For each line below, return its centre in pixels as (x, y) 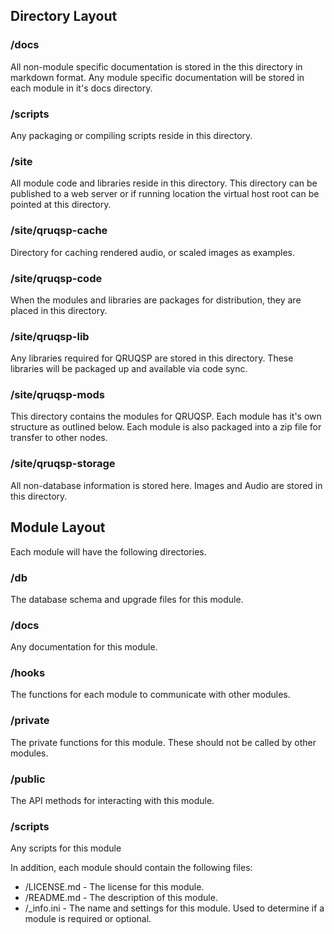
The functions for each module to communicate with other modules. (150, 695)
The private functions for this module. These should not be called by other (163, 742)
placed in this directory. (59, 310)
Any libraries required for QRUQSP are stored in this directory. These (152, 358)
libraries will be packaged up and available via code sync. (129, 369)
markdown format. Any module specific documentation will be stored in (157, 77)
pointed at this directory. (61, 205)
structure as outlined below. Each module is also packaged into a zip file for (166, 427)
